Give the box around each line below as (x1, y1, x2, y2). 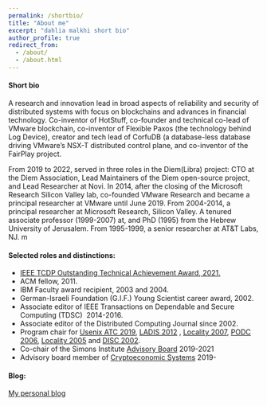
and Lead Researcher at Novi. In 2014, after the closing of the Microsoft (8, 182, 243, 191)
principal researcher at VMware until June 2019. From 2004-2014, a (8, 198, 231, 208)
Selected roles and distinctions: (8, 250, 116, 260)
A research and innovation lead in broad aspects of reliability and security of (8, 99, 259, 108)
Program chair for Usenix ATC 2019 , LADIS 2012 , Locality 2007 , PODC (19, 327, 251, 337)
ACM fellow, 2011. (19, 276, 78, 287)
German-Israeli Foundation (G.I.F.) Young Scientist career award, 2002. (19, 294, 254, 303)
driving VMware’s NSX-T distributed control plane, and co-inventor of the (8, 141, 249, 150)
